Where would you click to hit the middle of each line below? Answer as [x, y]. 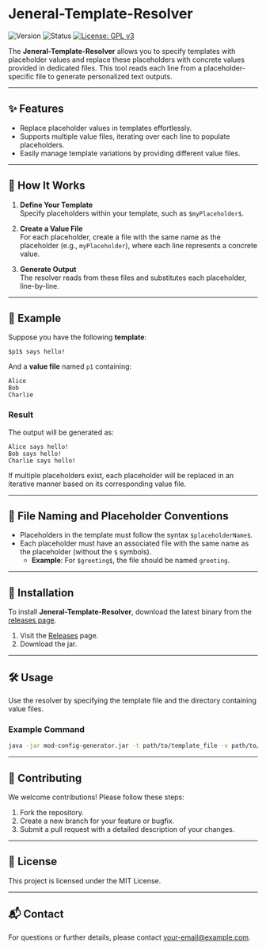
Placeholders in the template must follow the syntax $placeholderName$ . [136, 535]
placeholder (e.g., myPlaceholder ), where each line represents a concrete [139, 245]
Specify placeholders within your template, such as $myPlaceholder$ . [131, 213]
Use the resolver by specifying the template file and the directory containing [133, 701]
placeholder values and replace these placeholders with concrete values [127, 59]
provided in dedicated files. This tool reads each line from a [105, 67]
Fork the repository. [52, 813]
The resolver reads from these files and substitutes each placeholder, [133, 278]
